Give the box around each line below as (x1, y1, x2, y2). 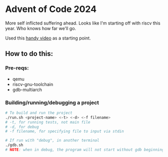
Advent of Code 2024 (5, 3, 96, 15)
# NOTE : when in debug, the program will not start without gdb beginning (5, 147, 164, 152)
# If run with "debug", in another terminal (5, 138, 99, 143)
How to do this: (5, 49, 53, 58)
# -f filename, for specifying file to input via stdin (5, 129, 124, 134)
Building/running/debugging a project (5, 99, 99, 106)
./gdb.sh (5, 142, 23, 148)
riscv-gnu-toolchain (12, 81, 53, 87)
